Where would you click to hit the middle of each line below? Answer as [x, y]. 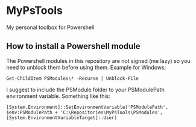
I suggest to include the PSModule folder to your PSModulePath [85, 90]
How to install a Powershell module [73, 46]
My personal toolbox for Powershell [50, 27]
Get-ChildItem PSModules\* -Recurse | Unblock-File [72, 78]
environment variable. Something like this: [58, 96]
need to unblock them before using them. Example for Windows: [86, 67]
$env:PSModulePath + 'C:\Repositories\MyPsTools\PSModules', [85, 112]
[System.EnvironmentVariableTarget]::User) [62, 118]
